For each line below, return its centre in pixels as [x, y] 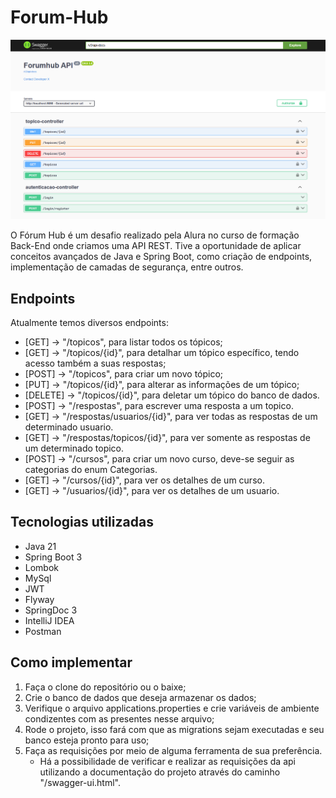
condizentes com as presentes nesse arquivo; [119, 718]
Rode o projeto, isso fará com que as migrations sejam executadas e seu [174, 729]
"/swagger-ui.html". [80, 782]
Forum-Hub [59, 17]
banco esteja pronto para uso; [87, 740]
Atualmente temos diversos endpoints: [89, 322]
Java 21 [40, 546]
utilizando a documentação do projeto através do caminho [160, 772]
